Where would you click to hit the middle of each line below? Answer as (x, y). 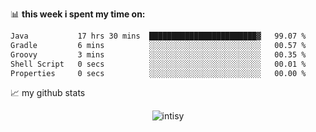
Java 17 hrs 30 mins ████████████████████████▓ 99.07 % (158, 36)
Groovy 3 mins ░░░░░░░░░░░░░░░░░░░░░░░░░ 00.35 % (158, 54)
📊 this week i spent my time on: (78, 14)
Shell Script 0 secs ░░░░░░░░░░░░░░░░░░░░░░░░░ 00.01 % (158, 64)
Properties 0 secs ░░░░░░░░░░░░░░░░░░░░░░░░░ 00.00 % (158, 73)
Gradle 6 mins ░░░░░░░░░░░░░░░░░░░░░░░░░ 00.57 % (158, 45)
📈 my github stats (48, 93)
